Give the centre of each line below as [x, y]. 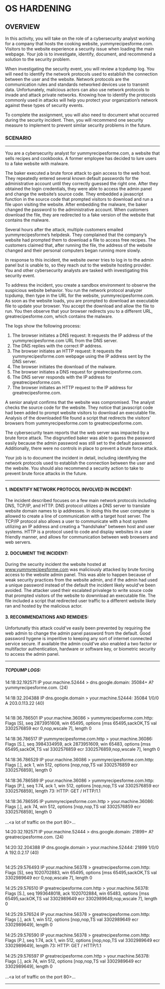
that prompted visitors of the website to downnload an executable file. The [81, 595]
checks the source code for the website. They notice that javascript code [79, 407]
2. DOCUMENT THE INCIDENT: [37, 553]
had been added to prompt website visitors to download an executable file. [81, 413]
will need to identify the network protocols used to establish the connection [82, 74]
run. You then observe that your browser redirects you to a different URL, [79, 311]
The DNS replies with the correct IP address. [57, 346]
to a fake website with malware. [37, 164]
